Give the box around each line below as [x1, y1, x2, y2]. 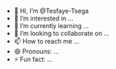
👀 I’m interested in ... [13, 14, 74, 23]
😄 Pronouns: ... [13, 47, 60, 56]
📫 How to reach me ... [13, 37, 79, 45]
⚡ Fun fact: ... [13, 55, 53, 63]
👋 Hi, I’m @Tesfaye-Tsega [13, 7, 89, 15]
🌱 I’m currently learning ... [13, 22, 89, 30]
